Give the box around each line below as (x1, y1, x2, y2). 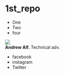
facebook (12, 54, 32, 60)
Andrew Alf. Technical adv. (5, 44, 60, 50)
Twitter (12, 64, 27, 70)
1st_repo (5, 3, 41, 14)
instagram (12, 59, 33, 65)
